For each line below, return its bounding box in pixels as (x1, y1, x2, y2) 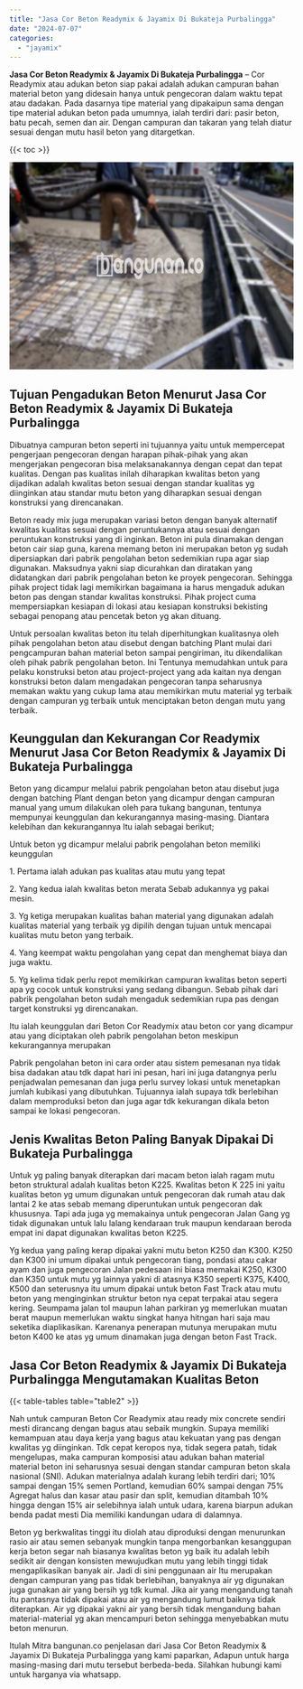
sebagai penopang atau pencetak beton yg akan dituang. (9, 610, 222, 621)
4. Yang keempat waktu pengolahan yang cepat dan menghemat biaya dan (9, 947, 288, 958)
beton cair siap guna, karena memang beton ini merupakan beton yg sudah (9, 543, 289, 554)
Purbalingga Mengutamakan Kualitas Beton (9, 1372, 260, 1387)
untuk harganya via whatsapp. (9, 1669, 122, 1680)
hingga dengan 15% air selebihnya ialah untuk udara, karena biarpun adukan (9, 1500, 294, 1511)
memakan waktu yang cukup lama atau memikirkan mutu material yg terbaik (9, 685, 293, 696)
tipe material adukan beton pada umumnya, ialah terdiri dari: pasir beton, (9, 108, 280, 118)
